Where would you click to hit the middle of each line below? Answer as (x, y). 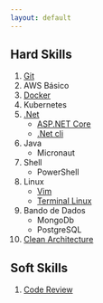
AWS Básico (46, 86)
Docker (37, 95)
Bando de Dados (54, 211)
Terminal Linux (64, 201)
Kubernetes (45, 105)
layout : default (41, 18)
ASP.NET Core (64, 124)
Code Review (48, 289)
